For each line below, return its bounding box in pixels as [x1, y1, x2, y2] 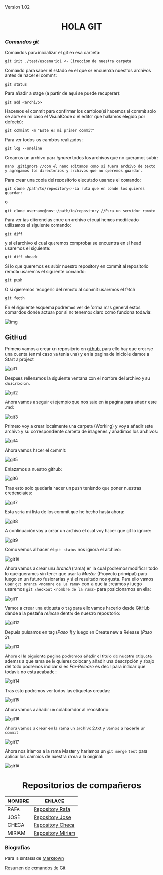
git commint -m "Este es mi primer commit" [5, 128, 95, 133]
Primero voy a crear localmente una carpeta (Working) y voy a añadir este [5, 423, 153, 429]
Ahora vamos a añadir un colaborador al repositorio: [5, 707, 109, 712]
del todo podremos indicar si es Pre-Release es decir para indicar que [5, 664, 145, 670]
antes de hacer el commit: [5, 73, 57, 78]
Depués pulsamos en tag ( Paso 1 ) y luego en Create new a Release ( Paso [5, 629, 152, 635]
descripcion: [5, 381, 30, 386]
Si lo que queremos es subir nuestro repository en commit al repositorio [5, 263, 149, 269]
